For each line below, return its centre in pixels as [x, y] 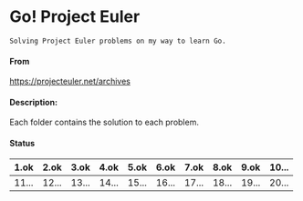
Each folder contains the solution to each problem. [104, 122]
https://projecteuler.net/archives [70, 81]
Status [22, 143]
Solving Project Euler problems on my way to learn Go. [118, 41]
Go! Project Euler [75, 17]
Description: [33, 102]
